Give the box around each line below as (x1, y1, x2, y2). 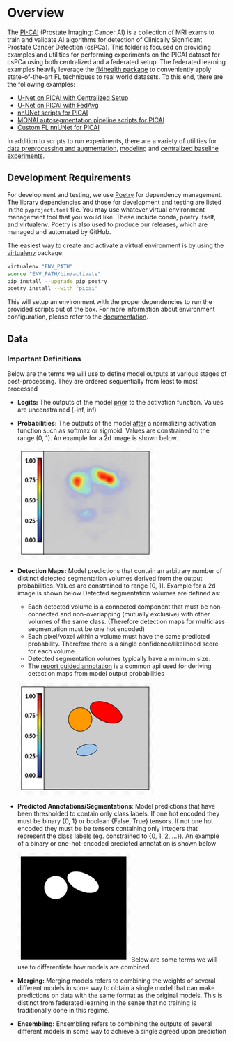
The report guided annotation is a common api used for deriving (27, 662, 212, 670)
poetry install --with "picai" (7, 285, 98, 292)
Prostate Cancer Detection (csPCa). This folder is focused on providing (7, 43, 211, 51)
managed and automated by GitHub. (7, 227, 111, 236)
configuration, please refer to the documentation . (7, 312, 148, 321)
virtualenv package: (7, 248, 64, 256)
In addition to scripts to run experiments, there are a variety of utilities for (7, 136, 217, 145)
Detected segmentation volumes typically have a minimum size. (27, 654, 211, 663)
